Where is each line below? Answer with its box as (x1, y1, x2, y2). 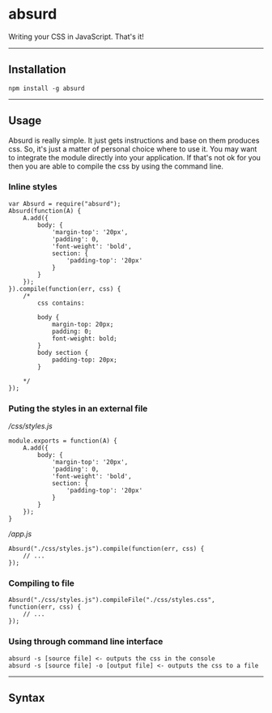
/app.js (8, 529, 32, 539)
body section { (37, 348, 89, 356)
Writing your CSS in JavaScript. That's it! (8, 32, 144, 41)
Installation (8, 62, 66, 77)
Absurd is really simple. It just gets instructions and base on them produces (8, 135, 260, 145)
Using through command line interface (8, 636, 164, 647)
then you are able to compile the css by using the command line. (8, 161, 224, 171)
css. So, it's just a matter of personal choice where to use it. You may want (8, 143, 257, 154)
